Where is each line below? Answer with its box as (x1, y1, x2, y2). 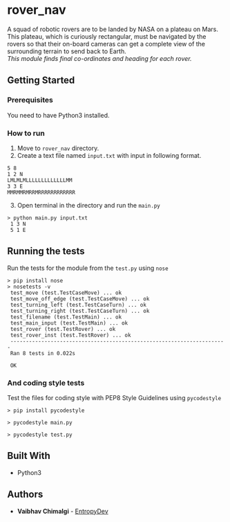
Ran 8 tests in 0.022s (10, 350, 76, 357)
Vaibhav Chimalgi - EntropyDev (17, 507, 108, 515)
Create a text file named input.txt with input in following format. (17, 151, 202, 159)
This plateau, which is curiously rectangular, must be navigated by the (7, 32, 207, 40)
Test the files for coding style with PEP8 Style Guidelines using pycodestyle (7, 394, 222, 402)
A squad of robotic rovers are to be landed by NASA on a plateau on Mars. (7, 25, 219, 33)
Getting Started (7, 75, 75, 87)
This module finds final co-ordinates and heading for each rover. (7, 54, 192, 62)
